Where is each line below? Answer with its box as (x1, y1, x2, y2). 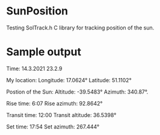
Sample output (6, 45, 81, 59)
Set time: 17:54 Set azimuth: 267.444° (6, 123, 100, 130)
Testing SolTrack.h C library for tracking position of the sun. (6, 24, 155, 31)
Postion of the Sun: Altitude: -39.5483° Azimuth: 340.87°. (6, 88, 149, 95)
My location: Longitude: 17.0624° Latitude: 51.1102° (6, 76, 132, 83)
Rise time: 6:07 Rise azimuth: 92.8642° (6, 100, 103, 107)
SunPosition (6, 4, 68, 18)
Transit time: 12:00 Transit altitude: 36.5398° (6, 111, 117, 118)
